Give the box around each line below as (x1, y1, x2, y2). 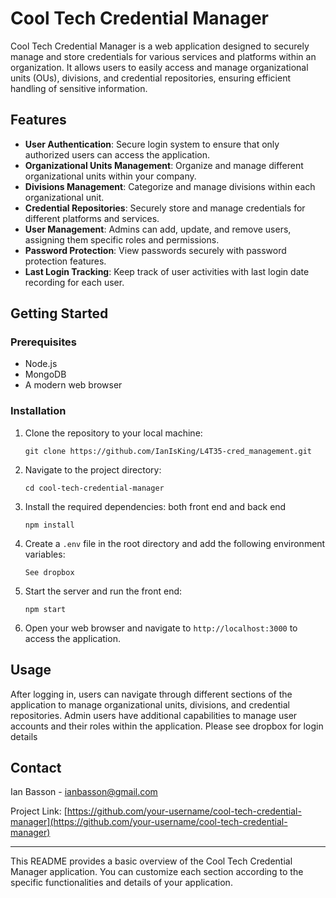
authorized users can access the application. (24, 148, 210, 161)
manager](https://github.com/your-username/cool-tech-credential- (10, 816, 288, 828)
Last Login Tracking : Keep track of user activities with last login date (24, 265, 310, 277)
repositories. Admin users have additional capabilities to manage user (10, 709, 298, 721)
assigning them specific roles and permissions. (24, 233, 220, 246)
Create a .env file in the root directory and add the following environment (24, 537, 326, 549)
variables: (24, 548, 66, 560)
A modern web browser (24, 379, 123, 391)
